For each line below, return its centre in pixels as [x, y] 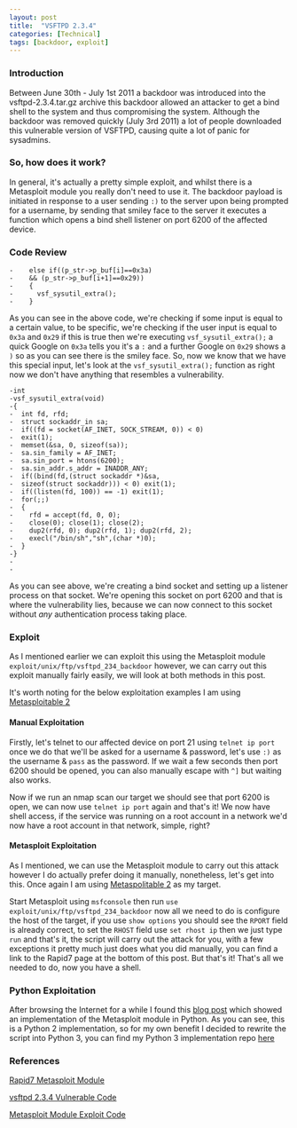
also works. [30, 780]
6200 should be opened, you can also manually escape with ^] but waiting [145, 770]
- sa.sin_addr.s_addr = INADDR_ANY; [79, 469]
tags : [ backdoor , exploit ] [59, 42]
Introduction [36, 74]
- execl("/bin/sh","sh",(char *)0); [83, 539]
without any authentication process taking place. [98, 614]
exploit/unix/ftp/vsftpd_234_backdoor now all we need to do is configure [145, 911]
